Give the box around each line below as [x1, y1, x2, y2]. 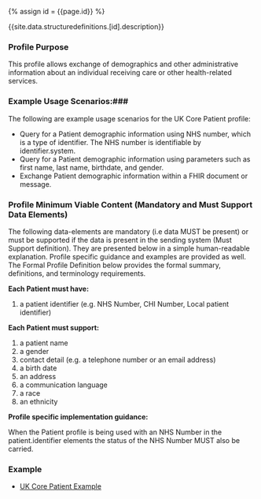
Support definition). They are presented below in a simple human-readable [8, 244, 250, 253]
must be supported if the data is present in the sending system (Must [8, 235, 232, 244]
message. [19, 179, 52, 188]
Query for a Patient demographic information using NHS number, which [19, 129, 252, 139]
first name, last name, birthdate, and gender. [19, 162, 164, 172]
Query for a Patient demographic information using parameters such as [19, 154, 251, 164]
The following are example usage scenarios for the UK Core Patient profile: [8, 114, 251, 123]
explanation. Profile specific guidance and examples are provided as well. [8, 251, 246, 261]
